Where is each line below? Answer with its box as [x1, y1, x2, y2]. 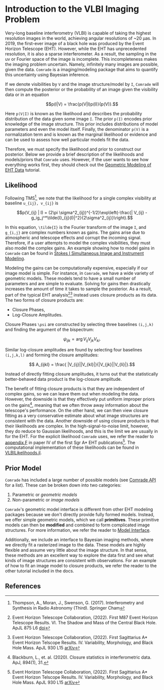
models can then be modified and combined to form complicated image [5, 522, 150, 528]
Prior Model [5, 464, 41, 472]
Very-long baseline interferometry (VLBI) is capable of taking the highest [5, 30, 151, 36]
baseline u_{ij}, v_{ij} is [5, 200, 59, 206]
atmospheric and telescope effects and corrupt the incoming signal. [5, 235, 142, 241]
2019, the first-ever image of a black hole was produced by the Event [5, 40, 144, 46]
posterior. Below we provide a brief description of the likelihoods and [5, 151, 144, 157]
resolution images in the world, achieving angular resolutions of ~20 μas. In [5, 35, 157, 41]
